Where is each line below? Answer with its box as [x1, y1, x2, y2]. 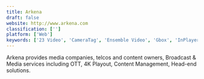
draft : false [6, 15, 39, 21]
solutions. [6, 67, 31, 74]
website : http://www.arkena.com [6, 20, 88, 26]
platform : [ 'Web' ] [6, 32, 53, 38]
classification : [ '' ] [6, 26, 61, 32]
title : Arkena [6, 9, 42, 15]
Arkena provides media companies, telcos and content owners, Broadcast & [6, 54, 196, 61]
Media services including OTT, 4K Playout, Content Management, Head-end [6, 60, 197, 67]
